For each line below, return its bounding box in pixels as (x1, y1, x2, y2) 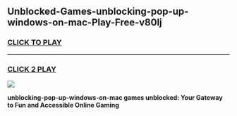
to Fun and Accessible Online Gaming (7, 101, 120, 109)
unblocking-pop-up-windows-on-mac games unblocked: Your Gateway (7, 93, 224, 101)
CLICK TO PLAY (7, 38, 62, 48)
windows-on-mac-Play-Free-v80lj (7, 17, 162, 29)
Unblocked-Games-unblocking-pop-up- (7, 6, 189, 18)
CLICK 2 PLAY (7, 64, 56, 74)
